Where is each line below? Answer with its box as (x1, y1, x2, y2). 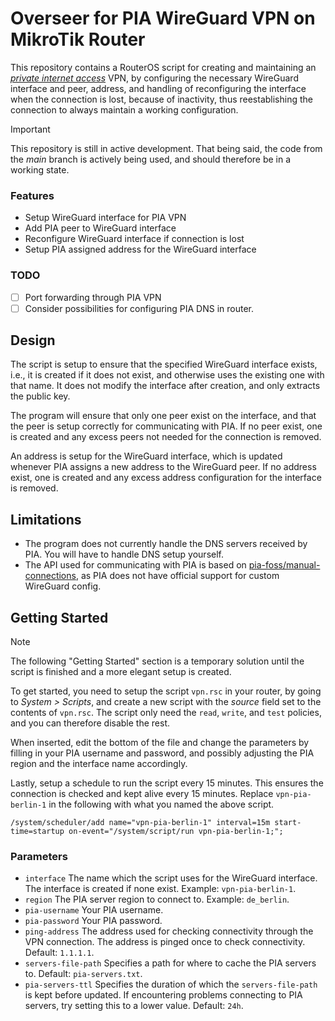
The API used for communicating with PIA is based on (24, 559, 247, 571)
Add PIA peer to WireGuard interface (24, 222, 177, 234)
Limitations (10, 511, 82, 528)
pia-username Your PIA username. (24, 904, 164, 916)
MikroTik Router (10, 28, 146, 51)
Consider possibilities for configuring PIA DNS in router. (24, 302, 255, 314)
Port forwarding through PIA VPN (24, 291, 162, 303)
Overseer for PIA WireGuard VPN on (10, 7, 316, 30)
